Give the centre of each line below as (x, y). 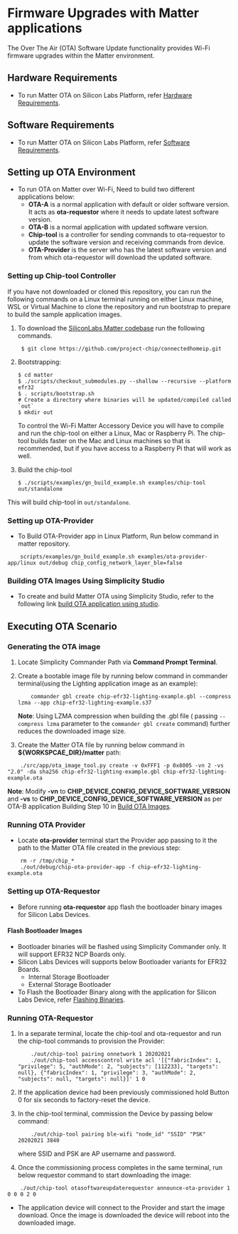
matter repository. (44, 544)
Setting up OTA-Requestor (54, 891)
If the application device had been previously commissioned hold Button (123, 1092)
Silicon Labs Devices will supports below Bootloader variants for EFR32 (122, 961)
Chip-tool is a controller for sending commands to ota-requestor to (126, 235)
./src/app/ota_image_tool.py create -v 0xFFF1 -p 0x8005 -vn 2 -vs (122, 765)
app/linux (22, 563)
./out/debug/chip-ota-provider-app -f (77, 867)
